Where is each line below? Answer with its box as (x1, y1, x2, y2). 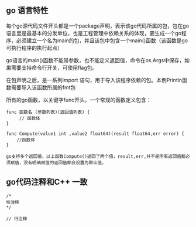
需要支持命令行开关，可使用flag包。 (11, 64, 98, 71)
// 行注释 (6, 216, 27, 222)
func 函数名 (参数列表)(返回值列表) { (6, 109, 90, 115)
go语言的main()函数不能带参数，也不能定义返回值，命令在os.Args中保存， (6, 56, 185, 63)
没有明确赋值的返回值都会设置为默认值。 (23, 160, 106, 165)
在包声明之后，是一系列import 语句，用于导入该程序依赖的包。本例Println (6, 76, 183, 83)
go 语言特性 (6, 5, 49, 16)
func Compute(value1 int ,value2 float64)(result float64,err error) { (6, 131, 184, 137)
